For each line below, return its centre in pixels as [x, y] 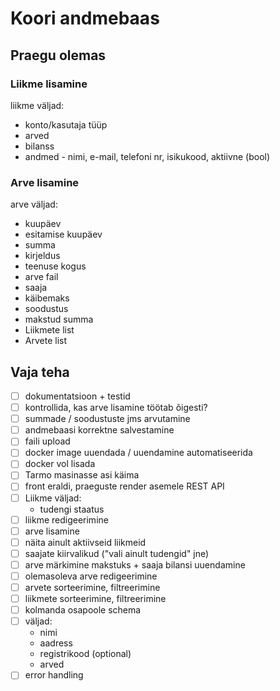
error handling [54, 675]
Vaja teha [40, 372]
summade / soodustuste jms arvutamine [107, 419]
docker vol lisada [60, 464]
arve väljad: [34, 204]
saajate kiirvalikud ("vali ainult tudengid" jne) [117, 553]
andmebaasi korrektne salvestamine [99, 430]
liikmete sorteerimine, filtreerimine [95, 599]
